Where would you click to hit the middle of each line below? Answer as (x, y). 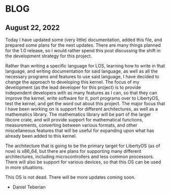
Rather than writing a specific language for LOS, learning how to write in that (85, 66)
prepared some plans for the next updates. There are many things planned (83, 45)
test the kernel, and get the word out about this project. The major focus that (85, 104)
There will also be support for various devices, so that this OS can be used (83, 162)
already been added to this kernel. (41, 136)
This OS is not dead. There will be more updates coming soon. (71, 177)
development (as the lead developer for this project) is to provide (73, 87)
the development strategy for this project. (49, 56)
